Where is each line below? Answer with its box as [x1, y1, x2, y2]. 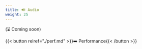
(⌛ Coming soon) [5, 26, 41, 32]
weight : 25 [5, 12, 29, 17]
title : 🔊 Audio [5, 7, 39, 12]
